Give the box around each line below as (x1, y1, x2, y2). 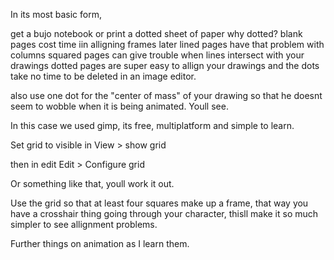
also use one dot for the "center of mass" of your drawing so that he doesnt (10, 90, 323, 101)
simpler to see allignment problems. (10, 219, 158, 230)
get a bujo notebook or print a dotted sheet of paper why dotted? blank (10, 28, 303, 39)
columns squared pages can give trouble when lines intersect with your (10, 49, 305, 61)
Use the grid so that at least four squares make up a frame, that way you (10, 197, 309, 209)
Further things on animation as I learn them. (10, 238, 190, 249)
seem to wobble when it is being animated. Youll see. (10, 100, 229, 112)
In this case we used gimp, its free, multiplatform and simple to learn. (10, 120, 295, 131)
